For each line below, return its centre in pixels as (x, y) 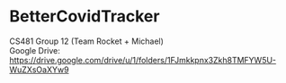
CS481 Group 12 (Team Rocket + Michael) (87, 41)
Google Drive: (35, 50)
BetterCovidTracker (85, 17)
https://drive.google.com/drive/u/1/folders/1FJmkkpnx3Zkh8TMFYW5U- (143, 60)
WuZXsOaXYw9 (39, 70)
